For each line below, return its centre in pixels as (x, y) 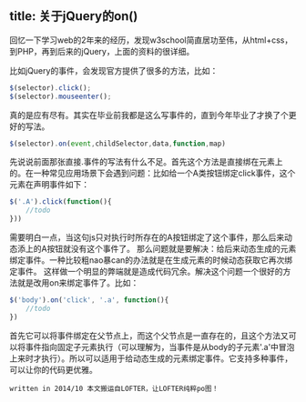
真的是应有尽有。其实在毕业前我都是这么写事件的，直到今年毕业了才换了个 (149, 115)
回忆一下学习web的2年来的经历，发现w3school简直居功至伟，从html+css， (151, 40)
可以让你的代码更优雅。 (53, 369)
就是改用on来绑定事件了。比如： (78, 283)
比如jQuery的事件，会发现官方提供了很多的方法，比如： (114, 70)
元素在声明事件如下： (49, 185)
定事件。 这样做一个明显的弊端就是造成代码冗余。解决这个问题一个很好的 (146, 272)
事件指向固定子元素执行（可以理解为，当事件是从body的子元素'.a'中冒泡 (160, 347)
